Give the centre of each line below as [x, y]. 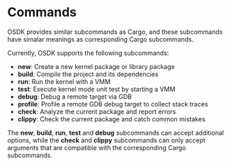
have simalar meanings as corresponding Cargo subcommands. [101, 39]
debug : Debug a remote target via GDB [75, 97]
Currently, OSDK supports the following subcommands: [88, 53]
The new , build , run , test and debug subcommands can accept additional [116, 133]
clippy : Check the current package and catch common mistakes [111, 119]
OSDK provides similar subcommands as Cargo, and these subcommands [115, 32]
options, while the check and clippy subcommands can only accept [106, 140]
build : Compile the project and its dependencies [88, 74]
